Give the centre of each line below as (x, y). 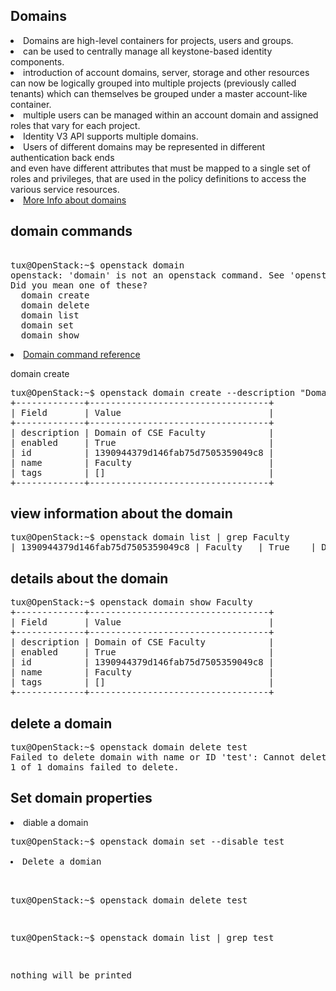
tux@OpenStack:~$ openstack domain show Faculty (131, 602)
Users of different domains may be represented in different (144, 146)
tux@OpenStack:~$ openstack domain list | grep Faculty (150, 537)
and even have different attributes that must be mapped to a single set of (160, 168)
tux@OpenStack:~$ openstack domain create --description (153, 392)
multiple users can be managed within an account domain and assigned (171, 115)
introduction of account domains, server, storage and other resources (166, 72)
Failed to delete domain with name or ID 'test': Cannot (153, 757)
